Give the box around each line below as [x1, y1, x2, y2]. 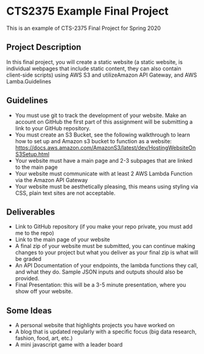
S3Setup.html [15, 150, 50, 158]
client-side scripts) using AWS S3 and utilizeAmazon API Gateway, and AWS [6, 71, 197, 79]
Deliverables [6, 207, 55, 217]
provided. [15, 275, 40, 282]
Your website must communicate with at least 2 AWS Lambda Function [15, 169, 193, 177]
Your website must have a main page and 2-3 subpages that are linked [15, 157, 193, 164]
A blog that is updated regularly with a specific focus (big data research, [15, 328, 197, 336]
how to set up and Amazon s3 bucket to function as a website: [15, 137, 172, 144]
